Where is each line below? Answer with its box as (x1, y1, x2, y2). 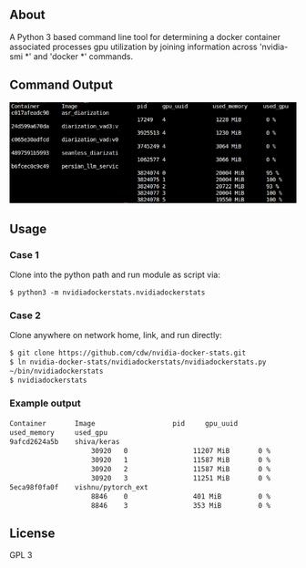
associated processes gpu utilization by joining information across (9, 41, 258, 52)
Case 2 (9, 309, 41, 322)
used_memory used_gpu (9, 428, 107, 437)
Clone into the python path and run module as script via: (9, 269, 220, 280)
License (9, 525, 56, 541)
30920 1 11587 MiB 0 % (90, 455, 271, 464)
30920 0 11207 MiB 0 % (90, 446, 271, 455)
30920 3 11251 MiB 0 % (90, 473, 271, 482)
